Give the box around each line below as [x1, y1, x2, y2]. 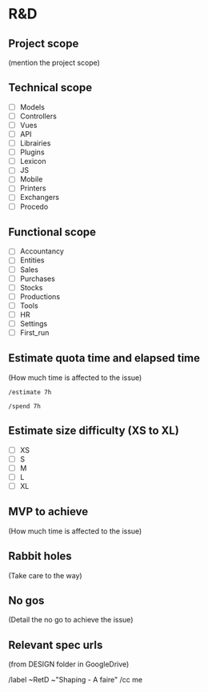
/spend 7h [8, 402, 42, 410]
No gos [8, 594, 45, 607]
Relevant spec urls [8, 638, 103, 652]
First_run [19, 327, 50, 337]
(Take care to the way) [8, 570, 82, 580]
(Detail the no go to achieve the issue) [8, 615, 134, 625]
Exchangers [19, 193, 60, 202]
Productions [19, 291, 61, 301]
